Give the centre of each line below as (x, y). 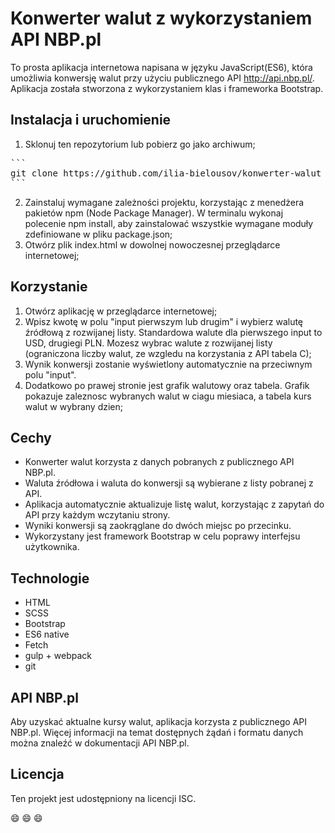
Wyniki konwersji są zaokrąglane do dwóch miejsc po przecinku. (158, 526)
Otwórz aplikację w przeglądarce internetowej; (121, 311)
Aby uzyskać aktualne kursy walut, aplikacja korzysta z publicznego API (159, 721)
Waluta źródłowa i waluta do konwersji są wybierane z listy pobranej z (169, 483)
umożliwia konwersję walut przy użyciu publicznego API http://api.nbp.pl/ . (162, 78)
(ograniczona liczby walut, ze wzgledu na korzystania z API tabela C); (168, 353)
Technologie (50, 578)
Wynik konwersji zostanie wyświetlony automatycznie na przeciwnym (168, 364)
